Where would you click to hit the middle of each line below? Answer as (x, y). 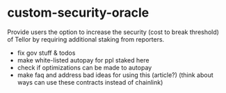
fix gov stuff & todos (46, 53)
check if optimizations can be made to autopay (84, 67)
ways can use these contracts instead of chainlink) (90, 82)
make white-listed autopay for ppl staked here (83, 60)
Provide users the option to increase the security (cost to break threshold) (113, 32)
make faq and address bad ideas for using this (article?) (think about (115, 75)
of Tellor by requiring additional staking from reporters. (86, 39)
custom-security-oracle (78, 13)
